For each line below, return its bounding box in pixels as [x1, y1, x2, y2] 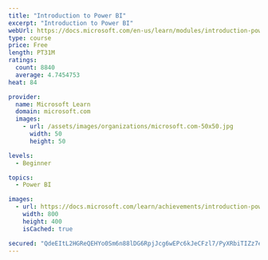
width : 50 [29, 130, 62, 138]
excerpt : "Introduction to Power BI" [8, 19, 134, 27]
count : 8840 [15, 64, 56, 72]
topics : [8, 173, 34, 182]
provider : [8, 93, 41, 100]
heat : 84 [8, 78, 37, 86]
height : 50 [29, 137, 66, 145]
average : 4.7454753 [15, 71, 81, 79]
